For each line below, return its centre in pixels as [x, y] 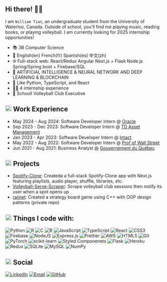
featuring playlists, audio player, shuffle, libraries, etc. [68, 181]
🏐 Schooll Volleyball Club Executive [49, 93]
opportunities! [20, 37]
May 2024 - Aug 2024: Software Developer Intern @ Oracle [74, 121]
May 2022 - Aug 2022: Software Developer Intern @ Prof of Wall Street [86, 143]
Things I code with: [43, 218]
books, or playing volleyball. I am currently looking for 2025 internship [77, 32]
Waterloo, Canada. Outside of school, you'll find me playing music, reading [82, 27]
